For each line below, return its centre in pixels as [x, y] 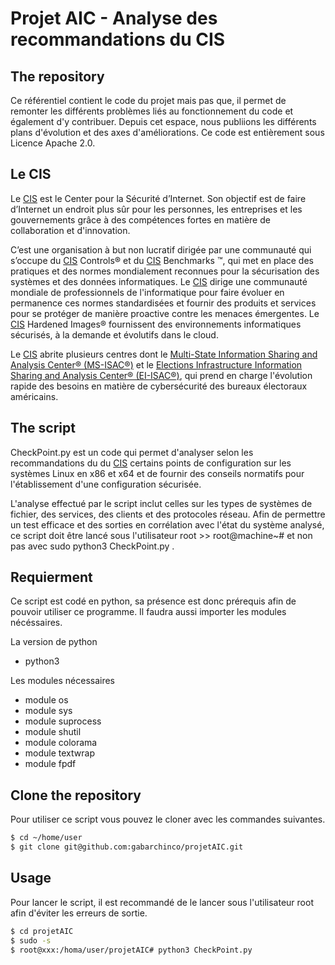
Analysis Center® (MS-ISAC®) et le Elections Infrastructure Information [156, 364]
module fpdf [50, 764]
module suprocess [63, 721]
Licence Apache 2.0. [53, 143]
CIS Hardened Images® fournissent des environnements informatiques [156, 324]
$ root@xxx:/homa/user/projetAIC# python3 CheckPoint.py [131, 950]
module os [46, 700]
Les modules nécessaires [63, 681]
